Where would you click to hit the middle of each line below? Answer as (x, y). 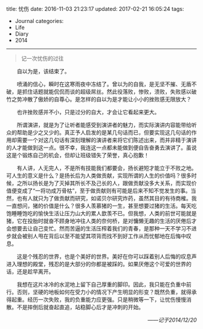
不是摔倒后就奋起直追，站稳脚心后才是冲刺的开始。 (80, 307)
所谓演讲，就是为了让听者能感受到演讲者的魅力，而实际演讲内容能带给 (104, 125)
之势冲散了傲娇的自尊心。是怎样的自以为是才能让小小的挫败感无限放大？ (101, 99)
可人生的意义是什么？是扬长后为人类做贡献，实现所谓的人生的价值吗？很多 (99, 175)
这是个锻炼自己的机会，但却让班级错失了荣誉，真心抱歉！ (78, 155)
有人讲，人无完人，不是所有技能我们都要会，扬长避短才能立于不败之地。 (107, 168)
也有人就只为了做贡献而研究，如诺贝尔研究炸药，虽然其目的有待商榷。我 (107, 198)
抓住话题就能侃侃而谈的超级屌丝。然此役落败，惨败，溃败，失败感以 (107, 92)
